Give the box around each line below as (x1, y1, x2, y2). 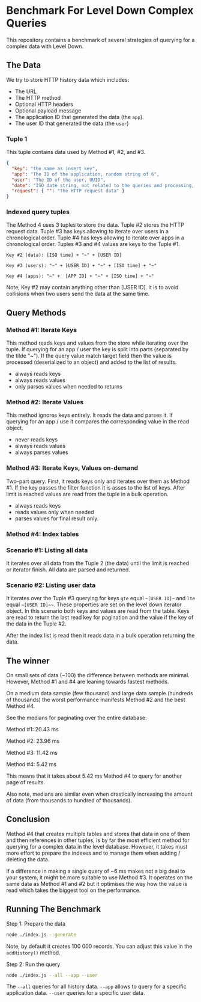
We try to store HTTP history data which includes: (6, 76, 130, 83)
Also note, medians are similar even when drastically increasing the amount (6, 790, 193, 798)
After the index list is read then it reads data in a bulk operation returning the (6, 632, 195, 639)
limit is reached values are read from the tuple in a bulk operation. (6, 490, 169, 497)
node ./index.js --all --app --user (6, 972, 98, 978)
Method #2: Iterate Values (6, 398, 84, 407)
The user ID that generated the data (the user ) (14, 120, 129, 127)
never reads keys (14, 436, 58, 443)
